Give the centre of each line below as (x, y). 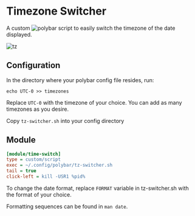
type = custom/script (34, 159)
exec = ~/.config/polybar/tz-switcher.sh (60, 165)
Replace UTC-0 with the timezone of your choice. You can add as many (94, 102)
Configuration (33, 65)
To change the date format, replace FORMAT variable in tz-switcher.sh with (98, 188)
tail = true (21, 171)
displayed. (19, 34)
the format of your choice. (39, 194)
